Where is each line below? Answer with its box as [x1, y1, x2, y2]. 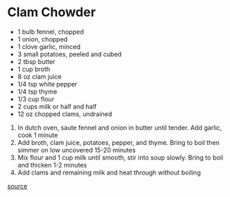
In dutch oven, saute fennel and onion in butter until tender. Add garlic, [17, 123, 222, 132]
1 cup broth [17, 65, 51, 73]
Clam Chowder [7, 4, 96, 20]
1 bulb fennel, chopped [17, 27, 84, 36]
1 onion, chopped [17, 34, 68, 43]
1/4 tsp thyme [17, 87, 58, 96]
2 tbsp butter [17, 57, 56, 65]
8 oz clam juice [17, 72, 62, 81]
